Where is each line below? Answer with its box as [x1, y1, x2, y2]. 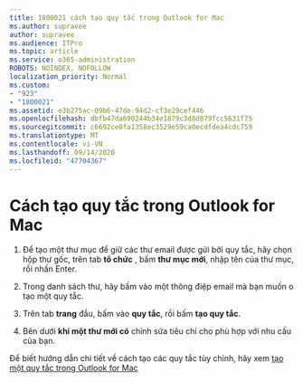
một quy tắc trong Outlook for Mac [9, 363, 138, 374]
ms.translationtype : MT [9, 131, 99, 140]
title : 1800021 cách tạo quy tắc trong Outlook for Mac [9, 13, 224, 23]
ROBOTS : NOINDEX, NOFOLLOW [9, 64, 111, 73]
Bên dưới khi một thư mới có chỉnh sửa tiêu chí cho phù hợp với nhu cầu [22, 326, 292, 337]
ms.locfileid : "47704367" [9, 156, 107, 166]
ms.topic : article [9, 47, 79, 56]
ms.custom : [9, 81, 51, 90]
